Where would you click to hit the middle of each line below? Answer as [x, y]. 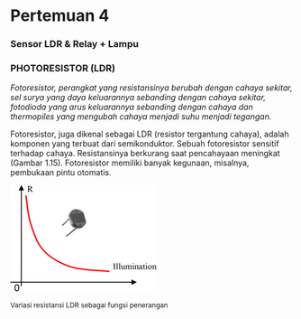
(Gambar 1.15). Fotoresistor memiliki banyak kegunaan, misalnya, [130, 163]
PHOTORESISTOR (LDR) [63, 69]
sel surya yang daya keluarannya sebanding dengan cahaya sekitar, [138, 98]
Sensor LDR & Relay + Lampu [74, 44]
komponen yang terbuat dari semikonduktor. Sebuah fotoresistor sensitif [145, 144]
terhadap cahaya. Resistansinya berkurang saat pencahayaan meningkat [145, 154]
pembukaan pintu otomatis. [61, 173]
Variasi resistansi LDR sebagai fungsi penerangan [89, 305]
